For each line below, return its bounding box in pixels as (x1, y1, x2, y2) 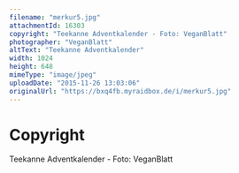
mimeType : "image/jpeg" (9, 71, 97, 79)
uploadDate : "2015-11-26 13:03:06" (9, 79, 141, 87)
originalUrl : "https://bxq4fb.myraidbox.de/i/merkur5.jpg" (9, 86, 232, 95)
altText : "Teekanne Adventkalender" (9, 46, 144, 55)
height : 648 (9, 63, 53, 71)
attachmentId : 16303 (9, 21, 86, 30)
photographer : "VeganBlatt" (9, 37, 113, 47)
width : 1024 (9, 54, 53, 63)
